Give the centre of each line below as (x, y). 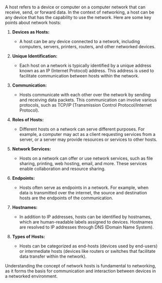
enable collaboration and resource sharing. (62, 169)
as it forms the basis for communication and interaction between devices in (81, 271)
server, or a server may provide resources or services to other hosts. (88, 139)
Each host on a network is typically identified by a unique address (85, 66)
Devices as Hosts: (31, 32)
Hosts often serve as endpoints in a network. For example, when (84, 188)
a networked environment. (31, 276)
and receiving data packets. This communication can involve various (88, 100)
